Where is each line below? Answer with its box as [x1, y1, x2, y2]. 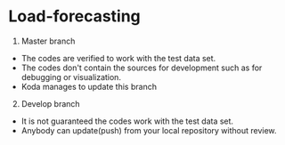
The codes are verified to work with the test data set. [20, 52, 216, 63]
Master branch [20, 36, 76, 46]
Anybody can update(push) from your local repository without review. [20, 125, 277, 135]
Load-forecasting [8, 6, 142, 27]
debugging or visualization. [20, 71, 122, 82]
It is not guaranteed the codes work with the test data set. [20, 116, 233, 126]
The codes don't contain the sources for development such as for [20, 62, 263, 73]
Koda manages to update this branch [20, 81, 158, 92]
